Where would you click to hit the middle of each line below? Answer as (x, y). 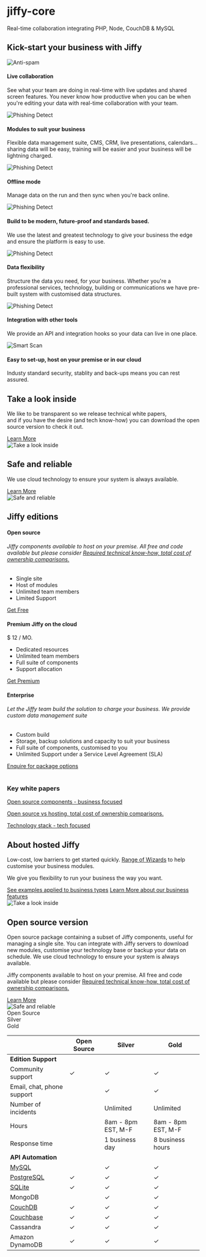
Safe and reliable (40, 464)
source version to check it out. (45, 426)
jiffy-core (31, 11)
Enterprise (20, 695)
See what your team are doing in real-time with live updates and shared (97, 90)
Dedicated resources (42, 650)
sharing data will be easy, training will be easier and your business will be (99, 149)
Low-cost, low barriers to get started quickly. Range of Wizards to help (96, 859)
